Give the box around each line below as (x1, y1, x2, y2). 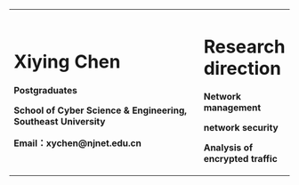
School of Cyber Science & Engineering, (13, 104, 188, 117)
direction (203, 57, 282, 79)
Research (203, 35, 286, 58)
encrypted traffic (203, 153, 278, 165)
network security (203, 122, 279, 134)
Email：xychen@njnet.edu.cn (13, 137, 142, 149)
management (203, 101, 262, 114)
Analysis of (203, 141, 254, 154)
